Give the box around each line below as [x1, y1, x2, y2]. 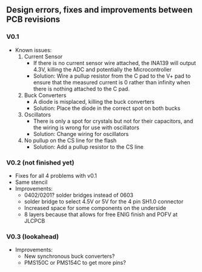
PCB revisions [6, 15, 61, 25]
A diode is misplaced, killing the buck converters [33, 98, 155, 105]
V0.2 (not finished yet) [6, 158, 75, 166]
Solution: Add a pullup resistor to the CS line [33, 143, 144, 151]
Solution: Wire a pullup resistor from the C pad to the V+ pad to [33, 72, 191, 80]
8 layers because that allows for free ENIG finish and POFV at [24, 211, 178, 218]
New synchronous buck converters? [24, 253, 115, 260]
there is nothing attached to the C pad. [33, 85, 130, 92]
